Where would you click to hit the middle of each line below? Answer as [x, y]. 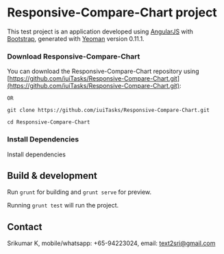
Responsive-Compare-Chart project [112, 13]
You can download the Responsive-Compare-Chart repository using [103, 71]
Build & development [52, 175]
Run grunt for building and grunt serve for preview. [79, 192]
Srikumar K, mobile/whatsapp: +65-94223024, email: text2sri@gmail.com [111, 243]
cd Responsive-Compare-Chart [49, 122]
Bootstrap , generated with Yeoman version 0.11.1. [76, 38]
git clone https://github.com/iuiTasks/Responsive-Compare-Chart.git [109, 111]
